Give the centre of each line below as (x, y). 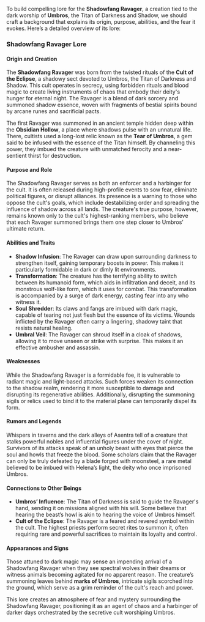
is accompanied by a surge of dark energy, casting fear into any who (102, 295)
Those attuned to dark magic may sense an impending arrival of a (89, 561)
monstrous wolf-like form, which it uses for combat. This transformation (106, 289)
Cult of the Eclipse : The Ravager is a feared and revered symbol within (105, 521)
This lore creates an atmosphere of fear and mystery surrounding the (94, 599)
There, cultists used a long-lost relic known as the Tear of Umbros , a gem (99, 136)
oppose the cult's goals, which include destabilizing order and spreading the (103, 203)
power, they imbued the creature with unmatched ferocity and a (87, 149)
